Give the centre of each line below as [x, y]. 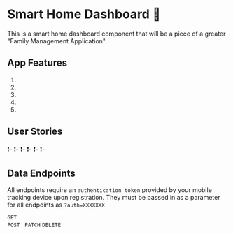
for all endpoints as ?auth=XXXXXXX [56, 205]
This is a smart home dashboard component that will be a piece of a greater [116, 34]
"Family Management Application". [57, 41]
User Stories [35, 132]
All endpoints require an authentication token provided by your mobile [110, 190]
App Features [37, 63]
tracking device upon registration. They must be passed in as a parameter [114, 198]
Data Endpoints [41, 173]
